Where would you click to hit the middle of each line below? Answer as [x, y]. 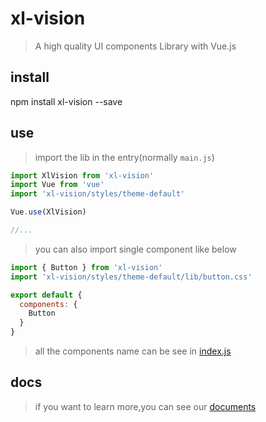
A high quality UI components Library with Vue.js [135, 46]
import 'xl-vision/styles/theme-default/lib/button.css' [131, 277]
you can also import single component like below [135, 249]
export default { [46, 295]
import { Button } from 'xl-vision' [86, 267]
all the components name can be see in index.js [133, 351]
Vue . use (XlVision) [48, 212]
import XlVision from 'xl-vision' [82, 175]
